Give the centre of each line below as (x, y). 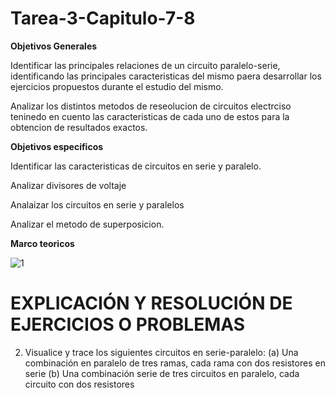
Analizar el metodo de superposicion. (87, 224)
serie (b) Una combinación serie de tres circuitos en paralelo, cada (162, 373)
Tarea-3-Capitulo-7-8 (103, 18)
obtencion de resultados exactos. (79, 127)
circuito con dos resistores (79, 384)
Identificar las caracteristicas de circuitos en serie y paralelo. (136, 166)
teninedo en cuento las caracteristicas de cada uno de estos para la (150, 116)
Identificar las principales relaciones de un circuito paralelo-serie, (145, 65)
